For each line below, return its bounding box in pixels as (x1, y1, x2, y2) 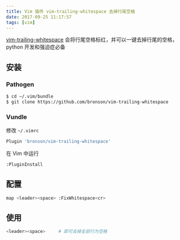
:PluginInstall (6, 162, 43, 167)
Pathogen (6, 80, 34, 88)
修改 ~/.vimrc (6, 127, 39, 134)
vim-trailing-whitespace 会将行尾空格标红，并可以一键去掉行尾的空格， (6, 36, 178, 43)
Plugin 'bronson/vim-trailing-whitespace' (6, 139, 111, 145)
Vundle (6, 112, 27, 121)
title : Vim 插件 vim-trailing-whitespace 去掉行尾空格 (6, 8, 136, 15)
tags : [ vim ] (6, 19, 35, 25)
